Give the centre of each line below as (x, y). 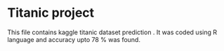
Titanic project (51, 13)
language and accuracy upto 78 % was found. (74, 39)
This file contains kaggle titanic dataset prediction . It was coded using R (112, 32)
